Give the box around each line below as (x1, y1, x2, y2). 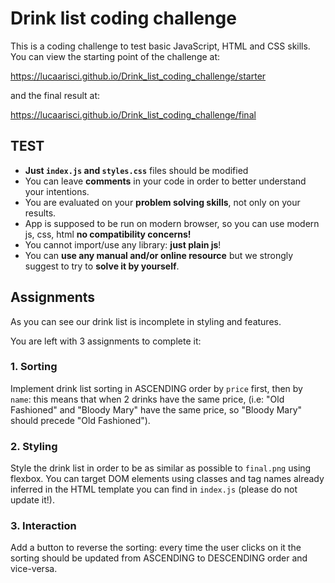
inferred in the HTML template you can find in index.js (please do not (10, 483, 298, 496)
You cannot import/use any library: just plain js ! (24, 238, 222, 251)
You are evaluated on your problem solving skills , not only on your (24, 196, 301, 208)
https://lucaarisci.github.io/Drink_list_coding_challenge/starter (10, 70, 267, 82)
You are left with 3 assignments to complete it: (10, 335, 202, 347)
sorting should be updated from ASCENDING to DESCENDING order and (10, 552, 308, 564)
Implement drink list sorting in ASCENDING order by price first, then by (10, 382, 303, 394)
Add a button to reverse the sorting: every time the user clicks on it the (10, 542, 302, 554)
